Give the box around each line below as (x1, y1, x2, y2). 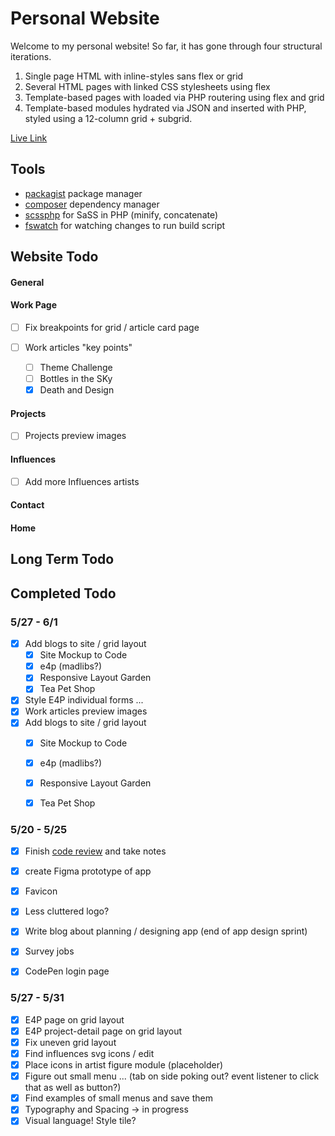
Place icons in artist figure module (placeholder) (24, 1059, 224, 1071)
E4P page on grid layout (24, 1013, 125, 1026)
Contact (10, 499, 45, 511)
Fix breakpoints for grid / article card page (24, 321, 200, 333)
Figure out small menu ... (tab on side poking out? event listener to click (24, 1070, 320, 1082)
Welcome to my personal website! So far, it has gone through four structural (10, 40, 323, 52)
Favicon (24, 885, 58, 897)
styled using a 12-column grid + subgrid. (24, 112, 193, 124)
